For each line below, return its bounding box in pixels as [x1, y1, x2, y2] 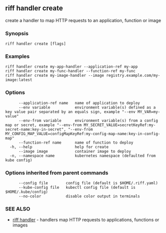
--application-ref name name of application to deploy [18, 100, 140, 105]
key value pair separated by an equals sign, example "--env [5, 109, 136, 114]
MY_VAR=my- [137, 109, 160, 114]
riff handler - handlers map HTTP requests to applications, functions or [12, 217, 159, 223]
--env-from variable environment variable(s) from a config [18, 118, 158, 123]
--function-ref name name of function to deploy [18, 140, 134, 145]
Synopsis [5, 30, 29, 37]
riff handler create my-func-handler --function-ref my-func [5, 69, 136, 74]
